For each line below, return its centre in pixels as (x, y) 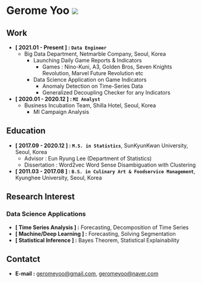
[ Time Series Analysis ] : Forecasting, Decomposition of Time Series (102, 227)
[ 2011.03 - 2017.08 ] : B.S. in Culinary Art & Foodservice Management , (105, 171)
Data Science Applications (46, 214)
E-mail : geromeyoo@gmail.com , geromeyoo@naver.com (87, 274)
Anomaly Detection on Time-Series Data (93, 86)
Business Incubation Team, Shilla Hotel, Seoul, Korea (90, 105)
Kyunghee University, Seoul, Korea (58, 178)
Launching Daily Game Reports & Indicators (88, 60)
